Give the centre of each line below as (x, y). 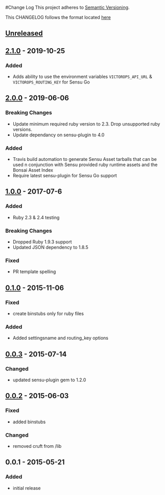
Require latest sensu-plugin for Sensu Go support (65, 176)
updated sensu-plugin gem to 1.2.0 (49, 380)
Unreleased (24, 34)
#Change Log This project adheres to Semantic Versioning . (67, 7)
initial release (27, 488)
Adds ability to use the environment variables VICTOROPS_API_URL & (82, 77)
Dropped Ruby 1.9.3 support (42, 242)
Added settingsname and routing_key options (61, 338)
